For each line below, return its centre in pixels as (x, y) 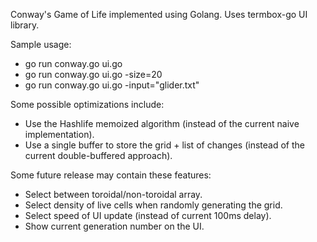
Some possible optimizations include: (87, 104)
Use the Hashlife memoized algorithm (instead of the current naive (162, 123)
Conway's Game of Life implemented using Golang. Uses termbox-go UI (159, 14)
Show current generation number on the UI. (114, 226)
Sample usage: (41, 44)
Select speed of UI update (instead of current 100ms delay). (148, 215)
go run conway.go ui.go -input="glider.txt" (112, 85)
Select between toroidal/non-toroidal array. (113, 194)
